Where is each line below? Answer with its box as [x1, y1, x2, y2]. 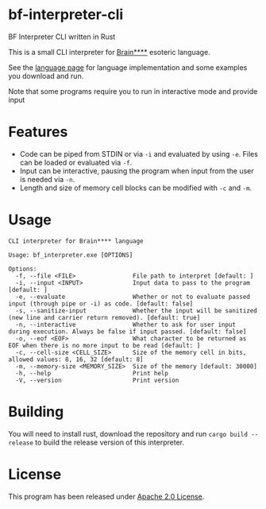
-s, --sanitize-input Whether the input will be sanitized [15, 306, 258, 315]
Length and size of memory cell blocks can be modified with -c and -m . [19, 183, 253, 192]
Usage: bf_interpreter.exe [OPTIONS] [8, 251, 133, 259]
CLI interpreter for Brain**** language [8, 237, 145, 245]
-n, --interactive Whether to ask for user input [15, 321, 237, 328]
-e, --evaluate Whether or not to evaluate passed [15, 293, 250, 301]
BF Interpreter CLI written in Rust [8, 32, 116, 41]
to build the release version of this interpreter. [35, 437, 185, 447]
